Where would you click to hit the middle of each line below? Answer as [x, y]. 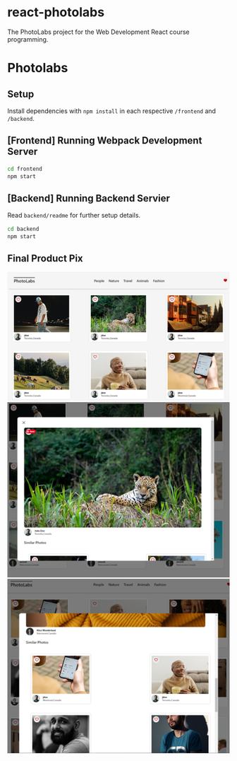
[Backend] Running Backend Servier [89, 198]
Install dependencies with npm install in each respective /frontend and [112, 111]
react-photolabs [56, 12]
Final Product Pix [45, 259]
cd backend [23, 229]
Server [23, 152]
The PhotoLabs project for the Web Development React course [98, 32]
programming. [28, 39]
